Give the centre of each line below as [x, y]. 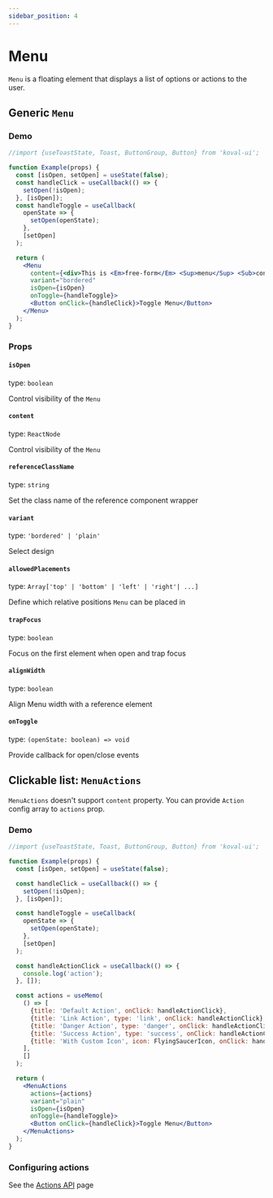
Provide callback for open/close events [74, 755]
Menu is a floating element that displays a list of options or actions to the [128, 79]
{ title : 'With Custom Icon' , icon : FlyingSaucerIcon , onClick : [139, 1041]
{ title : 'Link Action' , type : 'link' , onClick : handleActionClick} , [148, 1018]
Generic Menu [41, 113]
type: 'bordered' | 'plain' [54, 536]
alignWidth [27, 671]
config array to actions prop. [57, 808]
